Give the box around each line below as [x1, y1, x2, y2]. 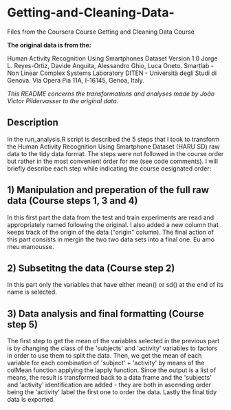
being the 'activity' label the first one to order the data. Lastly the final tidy [7, 388, 217, 396]
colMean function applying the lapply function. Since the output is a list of [7, 366, 217, 374]
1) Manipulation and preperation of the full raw [7, 184, 210, 196]
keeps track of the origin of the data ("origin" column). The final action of [7, 228, 214, 236]
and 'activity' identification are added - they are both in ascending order [7, 380, 212, 389]
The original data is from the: [7, 41, 91, 49]
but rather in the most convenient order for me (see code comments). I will [7, 157, 219, 165]
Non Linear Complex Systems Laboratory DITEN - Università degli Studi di [7, 69, 217, 77]
